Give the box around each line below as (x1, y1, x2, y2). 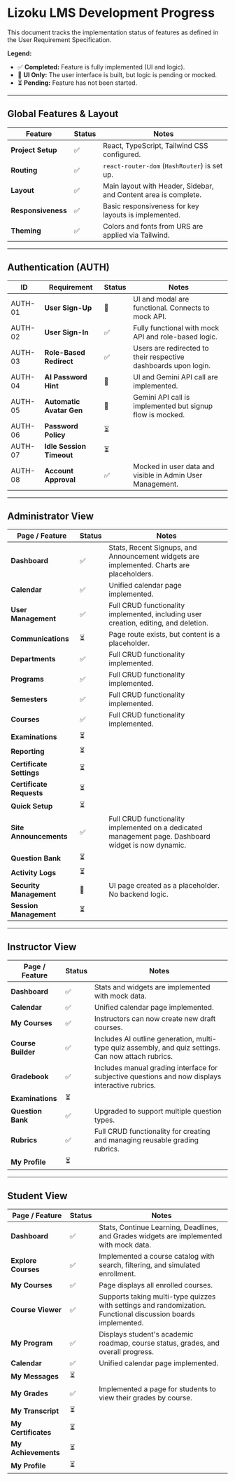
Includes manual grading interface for (94, 1063, 218, 1073)
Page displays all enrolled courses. (99, 1280, 213, 1290)
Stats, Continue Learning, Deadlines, (99, 1222, 219, 1232)
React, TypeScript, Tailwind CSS (102, 140, 208, 150)
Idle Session (44, 441, 86, 451)
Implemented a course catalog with (99, 1252, 215, 1261)
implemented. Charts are (108, 560, 190, 570)
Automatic (44, 396, 80, 406)
